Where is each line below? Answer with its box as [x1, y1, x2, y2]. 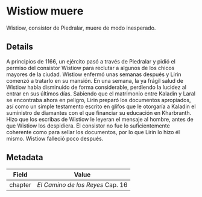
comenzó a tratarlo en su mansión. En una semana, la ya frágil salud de [6, 77, 184, 84]
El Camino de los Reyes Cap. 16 [37, 180, 128, 189]
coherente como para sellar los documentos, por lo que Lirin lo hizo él [6, 128, 180, 135]
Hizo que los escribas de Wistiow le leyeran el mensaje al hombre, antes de [6, 115, 194, 123]
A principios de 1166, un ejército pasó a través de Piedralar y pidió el [6, 57, 176, 65]
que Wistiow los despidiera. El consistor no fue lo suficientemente [6, 122, 170, 129]
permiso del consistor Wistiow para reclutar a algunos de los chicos [6, 64, 175, 71]
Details [6, 42, 33, 52]
